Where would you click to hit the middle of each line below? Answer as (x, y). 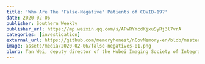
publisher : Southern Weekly (42, 23)
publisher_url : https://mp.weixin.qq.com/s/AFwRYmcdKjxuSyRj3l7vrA (94, 29)
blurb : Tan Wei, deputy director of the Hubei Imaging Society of (92, 52)
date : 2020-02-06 (28, 18)
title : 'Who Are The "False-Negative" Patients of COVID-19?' (87, 12)
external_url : (24, 40)
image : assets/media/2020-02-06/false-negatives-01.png (79, 46)
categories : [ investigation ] (43, 35)
